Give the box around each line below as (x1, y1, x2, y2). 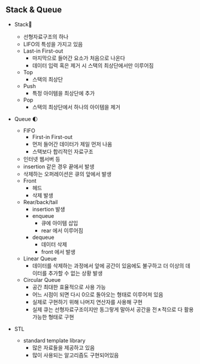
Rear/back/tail (23, 198, 58, 205)
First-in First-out (32, 133, 73, 140)
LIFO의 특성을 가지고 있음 (23, 40, 83, 47)
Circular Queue (23, 276, 61, 283)
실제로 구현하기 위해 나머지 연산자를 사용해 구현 (32, 298, 143, 305)
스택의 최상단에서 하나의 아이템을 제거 (32, 103, 121, 110)
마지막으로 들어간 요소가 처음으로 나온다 (32, 54, 125, 62)
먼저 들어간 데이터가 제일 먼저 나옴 (32, 140, 113, 147)
